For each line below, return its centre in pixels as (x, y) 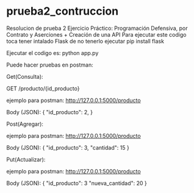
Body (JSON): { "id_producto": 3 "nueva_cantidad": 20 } (77, 183)
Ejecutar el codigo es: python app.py (52, 53)
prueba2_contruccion (63, 11)
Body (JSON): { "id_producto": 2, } (50, 112)
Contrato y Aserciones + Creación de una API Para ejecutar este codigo (96, 34)
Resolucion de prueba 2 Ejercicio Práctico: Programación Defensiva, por (97, 28)
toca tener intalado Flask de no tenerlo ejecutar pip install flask (85, 41)
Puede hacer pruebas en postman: (50, 65)
